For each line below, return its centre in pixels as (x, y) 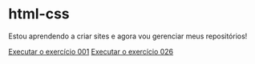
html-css (39, 14)
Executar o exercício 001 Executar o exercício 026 (91, 51)
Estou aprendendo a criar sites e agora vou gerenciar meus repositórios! (128, 36)
